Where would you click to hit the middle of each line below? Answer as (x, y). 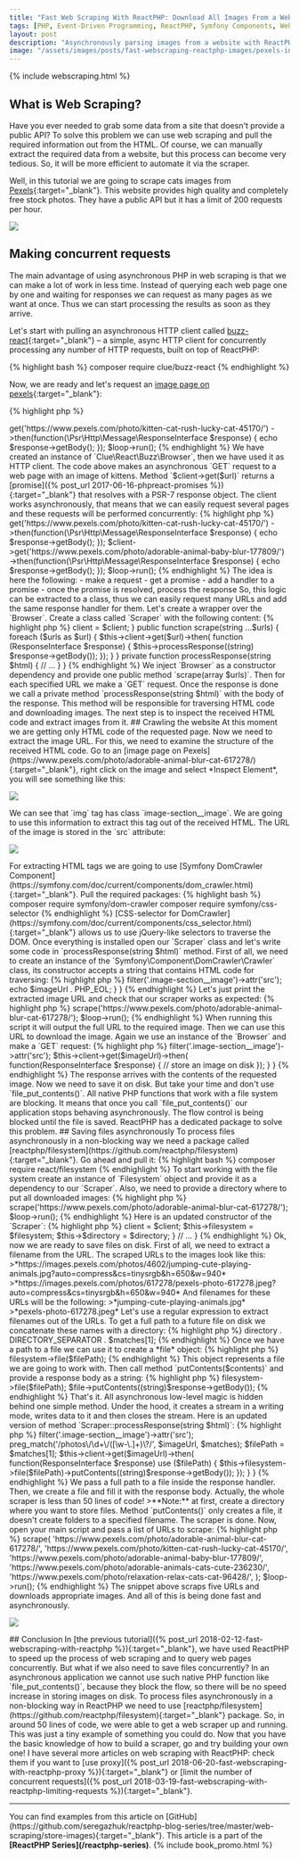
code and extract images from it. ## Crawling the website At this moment (143, 722)
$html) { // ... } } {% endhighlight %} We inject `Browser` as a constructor (143, 665)
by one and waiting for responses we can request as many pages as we (141, 294)
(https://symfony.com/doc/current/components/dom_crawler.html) (131, 885)
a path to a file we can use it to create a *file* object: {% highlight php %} (144, 1349)
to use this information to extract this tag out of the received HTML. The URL (149, 822)
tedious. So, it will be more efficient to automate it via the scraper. (129, 163)
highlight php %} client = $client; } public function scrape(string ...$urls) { (144, 627)
